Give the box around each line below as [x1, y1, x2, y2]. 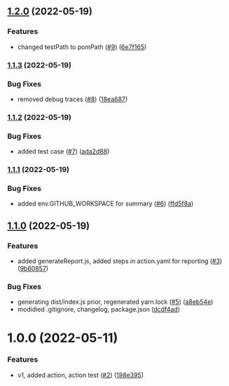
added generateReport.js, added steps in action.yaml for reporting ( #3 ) [17, 257, 223, 265]
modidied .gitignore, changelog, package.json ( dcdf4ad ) [17, 305, 181, 314]
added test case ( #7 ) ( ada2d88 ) [17, 147, 110, 156]
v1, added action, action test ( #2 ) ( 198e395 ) [17, 371, 144, 379]
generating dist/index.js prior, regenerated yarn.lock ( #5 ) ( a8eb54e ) [17, 298, 214, 306]
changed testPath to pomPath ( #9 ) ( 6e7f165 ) [17, 42, 147, 51]
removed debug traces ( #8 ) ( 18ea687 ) [17, 95, 128, 103]
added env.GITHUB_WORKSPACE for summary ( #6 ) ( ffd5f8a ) [17, 199, 194, 208]
